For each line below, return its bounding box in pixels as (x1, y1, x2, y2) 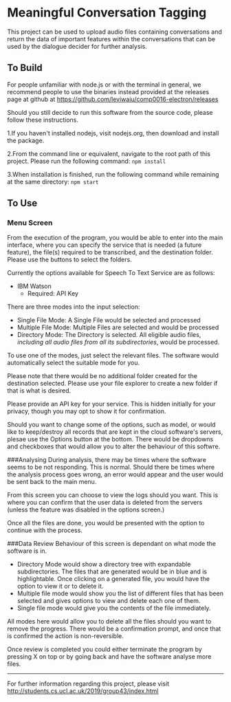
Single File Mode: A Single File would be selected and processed (16, 316, 201, 325)
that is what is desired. (7, 386, 71, 395)
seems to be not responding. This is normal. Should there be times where (7, 463, 215, 472)
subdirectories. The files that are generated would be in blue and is (16, 567, 208, 575)
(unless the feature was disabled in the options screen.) (7, 505, 165, 514)
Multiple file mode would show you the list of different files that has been (16, 589, 223, 597)
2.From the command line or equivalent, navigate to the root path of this (7, 149, 211, 157)
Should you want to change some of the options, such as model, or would (7, 421, 216, 429)
